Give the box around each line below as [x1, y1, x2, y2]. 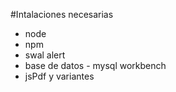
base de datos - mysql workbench [24, 60, 167, 71]
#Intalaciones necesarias [10, 9, 114, 20]
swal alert [24, 49, 66, 61]
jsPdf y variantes [24, 70, 95, 82]
